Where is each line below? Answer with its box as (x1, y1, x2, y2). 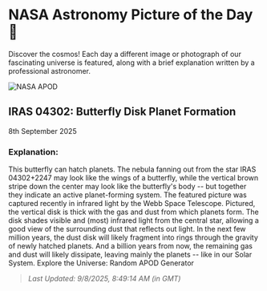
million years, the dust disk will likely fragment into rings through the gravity (8, 232, 259, 242)
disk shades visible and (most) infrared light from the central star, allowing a (8, 216, 259, 225)
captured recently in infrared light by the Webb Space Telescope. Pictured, (8, 199, 256, 208)
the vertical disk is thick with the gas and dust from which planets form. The (8, 207, 259, 217)
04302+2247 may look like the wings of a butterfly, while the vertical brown (8, 173, 259, 183)
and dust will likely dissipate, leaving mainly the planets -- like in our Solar (8, 250, 253, 260)
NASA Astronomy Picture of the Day (8, 6, 253, 24)
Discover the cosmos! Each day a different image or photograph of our (8, 49, 242, 59)
